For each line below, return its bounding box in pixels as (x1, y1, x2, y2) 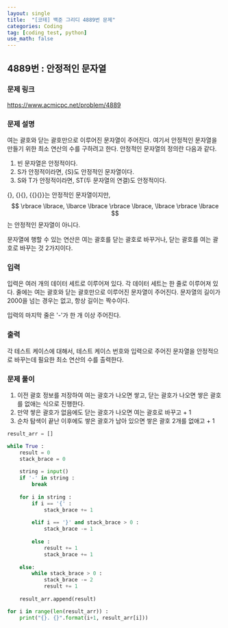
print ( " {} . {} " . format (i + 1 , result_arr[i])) (19, 614, 149, 621)
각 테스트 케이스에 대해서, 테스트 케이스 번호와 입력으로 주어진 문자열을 (7, 347, 195, 355)
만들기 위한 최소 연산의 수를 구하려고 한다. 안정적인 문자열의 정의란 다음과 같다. (7, 145, 217, 153)
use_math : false (7, 36, 53, 42)
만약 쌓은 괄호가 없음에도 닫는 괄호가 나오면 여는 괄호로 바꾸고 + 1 (16, 408, 192, 416)
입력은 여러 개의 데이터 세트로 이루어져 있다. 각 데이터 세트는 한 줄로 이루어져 (7, 279, 212, 288)
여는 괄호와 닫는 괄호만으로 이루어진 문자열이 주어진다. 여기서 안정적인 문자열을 (7, 136, 218, 145)
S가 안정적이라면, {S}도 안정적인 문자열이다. (16, 168, 135, 176)
